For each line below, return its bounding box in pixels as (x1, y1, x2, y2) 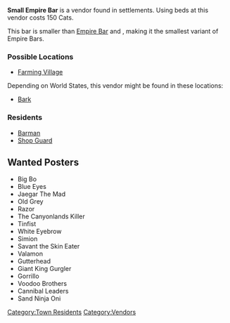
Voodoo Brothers (17, 279, 68, 288)
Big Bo (17, 175, 37, 183)
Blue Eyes (17, 183, 47, 191)
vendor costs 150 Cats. (7, 13, 74, 22)
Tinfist (17, 220, 37, 228)
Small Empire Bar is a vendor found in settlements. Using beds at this (7, 6, 209, 14)
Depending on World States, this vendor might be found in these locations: (7, 81, 224, 90)
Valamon (17, 249, 44, 258)
